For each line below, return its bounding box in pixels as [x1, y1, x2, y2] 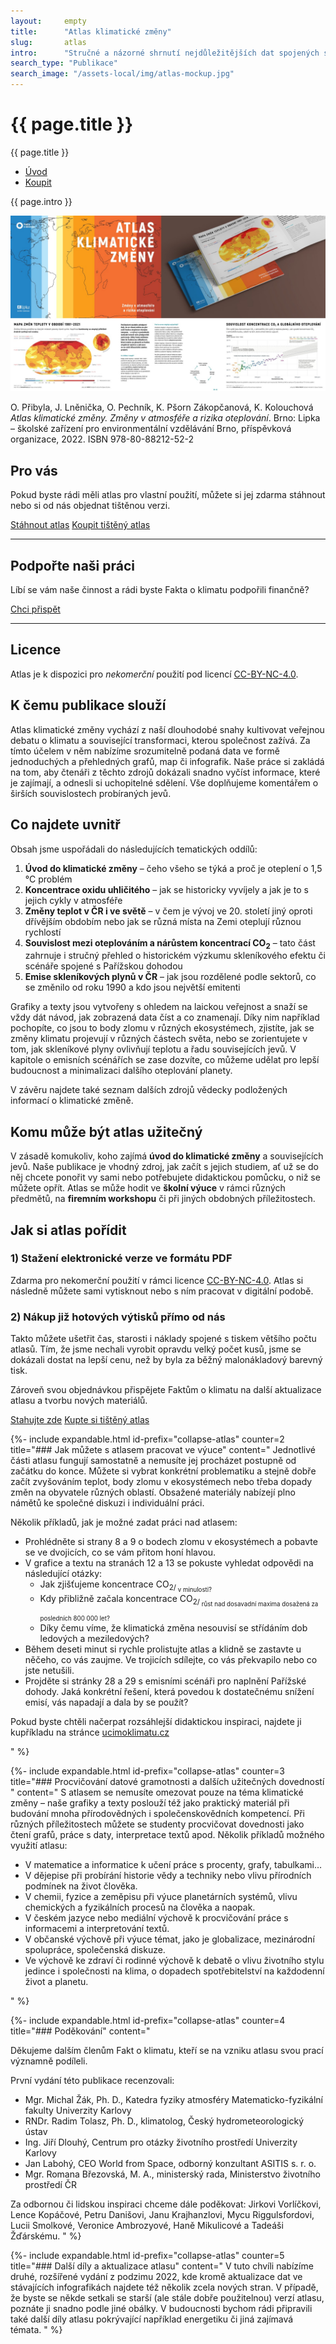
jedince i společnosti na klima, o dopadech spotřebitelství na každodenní [24, 1965, 325, 1977]
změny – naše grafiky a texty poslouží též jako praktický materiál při [10, 1796, 290, 1809]
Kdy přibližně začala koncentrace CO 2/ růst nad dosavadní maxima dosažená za [39, 1593, 319, 1609]
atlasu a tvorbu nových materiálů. [10, 1395, 148, 1407]
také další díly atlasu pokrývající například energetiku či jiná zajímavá [10, 2313, 294, 2325]
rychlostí [24, 926, 62, 938]
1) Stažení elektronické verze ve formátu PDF [10, 1251, 233, 1265]
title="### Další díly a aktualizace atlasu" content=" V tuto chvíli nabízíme [10, 2260, 314, 2272]
